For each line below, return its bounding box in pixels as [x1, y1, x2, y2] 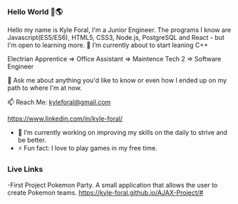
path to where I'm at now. [7, 83, 82, 92]
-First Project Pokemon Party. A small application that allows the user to [7, 180, 218, 189]
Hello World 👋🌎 [7, 6, 63, 16]
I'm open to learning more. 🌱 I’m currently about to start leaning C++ [7, 41, 209, 49]
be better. [17, 136, 46, 145]
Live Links [7, 164, 43, 174]
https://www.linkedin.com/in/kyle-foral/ [7, 114, 123, 123]
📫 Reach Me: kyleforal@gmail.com [7, 98, 111, 106]
